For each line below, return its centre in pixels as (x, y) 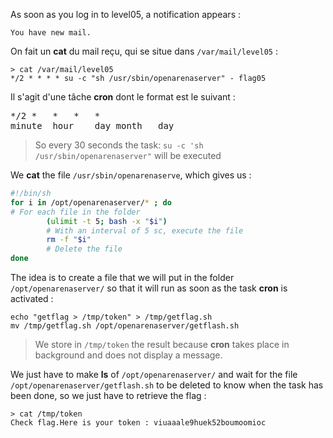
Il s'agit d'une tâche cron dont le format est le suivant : (123, 97)
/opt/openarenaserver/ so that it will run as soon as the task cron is (149, 288)
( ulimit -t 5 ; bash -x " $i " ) (107, 221)
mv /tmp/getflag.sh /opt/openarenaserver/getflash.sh (125, 326)
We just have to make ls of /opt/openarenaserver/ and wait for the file (154, 374)
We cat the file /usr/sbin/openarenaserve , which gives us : (131, 175)
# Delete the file (84, 249)
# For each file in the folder (75, 212)
